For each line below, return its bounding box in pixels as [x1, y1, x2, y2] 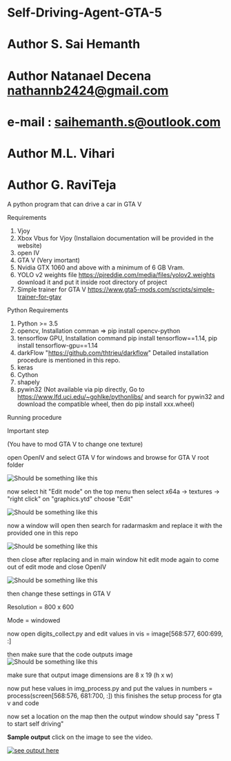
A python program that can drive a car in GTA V [7, 200, 142, 208]
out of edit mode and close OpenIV [7, 562, 107, 571]
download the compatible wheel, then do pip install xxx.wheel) [17, 400, 195, 408]
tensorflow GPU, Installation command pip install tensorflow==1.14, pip [17, 334, 217, 342]
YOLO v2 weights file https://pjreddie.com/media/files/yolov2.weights [17, 270, 215, 278]
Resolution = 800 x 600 [7, 602, 74, 611]
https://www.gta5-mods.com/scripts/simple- [87, 285, 215, 294]
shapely [17, 378, 40, 386]
